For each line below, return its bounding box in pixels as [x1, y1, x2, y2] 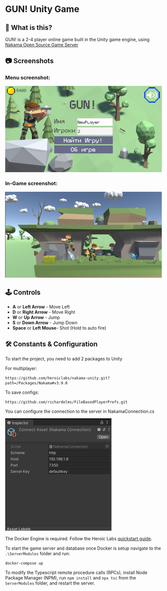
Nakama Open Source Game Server [5, 42, 79, 48]
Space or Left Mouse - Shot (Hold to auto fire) [12, 325, 107, 331]
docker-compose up [5, 561, 43, 566]
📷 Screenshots [5, 57, 54, 65]
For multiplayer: [5, 365, 37, 371]
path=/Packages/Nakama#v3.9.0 [5, 380, 68, 385]
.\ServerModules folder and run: [5, 550, 71, 556]
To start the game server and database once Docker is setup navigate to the [5, 545, 162, 551]
